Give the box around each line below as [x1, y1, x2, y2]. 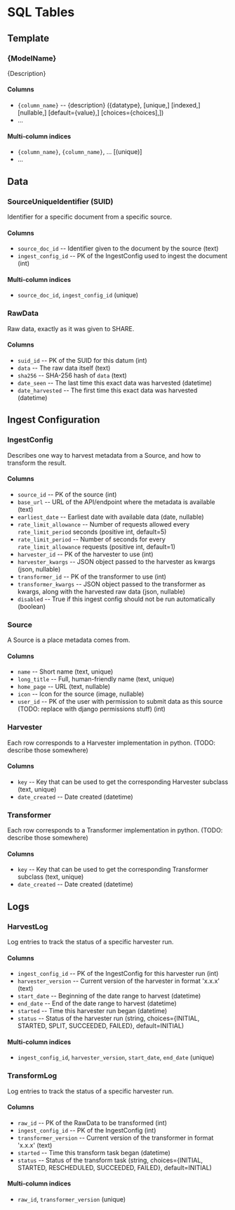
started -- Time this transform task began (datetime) [17, 1148, 170, 1157]
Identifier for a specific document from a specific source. [7, 212, 173, 221]
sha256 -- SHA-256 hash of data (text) [17, 371, 128, 380]
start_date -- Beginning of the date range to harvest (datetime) [17, 992, 201, 1000]
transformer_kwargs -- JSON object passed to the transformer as [17, 579, 206, 588]
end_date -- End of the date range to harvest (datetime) [17, 999, 177, 1008]
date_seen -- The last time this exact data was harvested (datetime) [17, 378, 213, 387]
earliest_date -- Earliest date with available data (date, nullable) [17, 513, 204, 521]
